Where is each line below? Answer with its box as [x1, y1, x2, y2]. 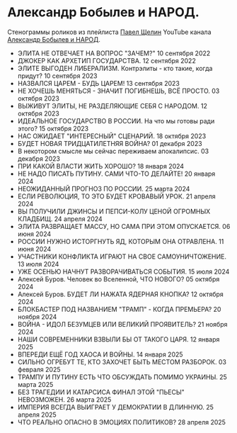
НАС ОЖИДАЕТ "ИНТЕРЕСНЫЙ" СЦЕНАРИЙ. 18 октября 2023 [17, 132, 207, 140]
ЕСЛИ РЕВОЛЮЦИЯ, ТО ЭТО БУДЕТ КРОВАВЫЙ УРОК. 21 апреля [17, 192, 216, 201]
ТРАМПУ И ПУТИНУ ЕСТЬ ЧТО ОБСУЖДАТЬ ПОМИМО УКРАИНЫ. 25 [17, 373, 228, 381]
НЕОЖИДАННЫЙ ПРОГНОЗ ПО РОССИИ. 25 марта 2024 [17, 184, 190, 193]
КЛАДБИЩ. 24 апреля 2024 [17, 214, 103, 223]
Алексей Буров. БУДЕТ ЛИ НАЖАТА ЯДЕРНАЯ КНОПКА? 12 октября [17, 290, 224, 298]
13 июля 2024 [17, 259, 59, 268]
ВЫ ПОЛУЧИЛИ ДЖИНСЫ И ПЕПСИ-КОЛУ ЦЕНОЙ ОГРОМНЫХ [17, 207, 211, 215]
